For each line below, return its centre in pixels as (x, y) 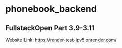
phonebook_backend (51, 9)
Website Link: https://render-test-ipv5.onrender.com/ (61, 40)
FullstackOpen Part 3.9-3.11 (50, 28)
